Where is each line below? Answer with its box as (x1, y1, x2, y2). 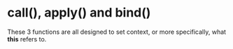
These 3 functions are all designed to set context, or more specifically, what (7, 28, 226, 36)
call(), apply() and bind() (7, 5, 151, 21)
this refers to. (7, 35, 47, 43)
